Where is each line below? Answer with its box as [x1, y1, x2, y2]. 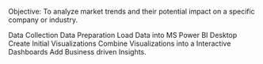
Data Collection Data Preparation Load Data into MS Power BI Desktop [8, 31, 238, 40]
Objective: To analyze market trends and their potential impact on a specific [8, 7, 255, 16]
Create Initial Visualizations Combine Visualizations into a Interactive [8, 39, 231, 48]
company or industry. [8, 15, 78, 24]
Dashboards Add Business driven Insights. [8, 47, 147, 56]
